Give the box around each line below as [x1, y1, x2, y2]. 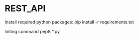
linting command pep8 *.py [4, 28, 60, 34]
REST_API [4, 3, 46, 14]
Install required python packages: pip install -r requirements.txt [4, 19, 134, 25]
